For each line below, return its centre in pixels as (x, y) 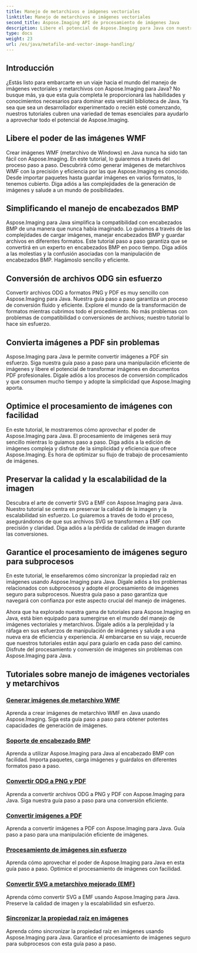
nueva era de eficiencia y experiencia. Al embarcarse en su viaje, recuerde (96, 637)
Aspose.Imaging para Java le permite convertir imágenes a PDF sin (87, 356)
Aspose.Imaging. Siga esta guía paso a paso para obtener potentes (87, 719)
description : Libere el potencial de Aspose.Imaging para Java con (90, 28)
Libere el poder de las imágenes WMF (76, 138)
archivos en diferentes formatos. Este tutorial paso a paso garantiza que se (97, 241)
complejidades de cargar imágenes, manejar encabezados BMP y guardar (96, 235)
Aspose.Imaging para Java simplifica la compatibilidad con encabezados (94, 223)
